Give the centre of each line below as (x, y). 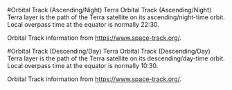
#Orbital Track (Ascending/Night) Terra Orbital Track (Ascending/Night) (109, 10)
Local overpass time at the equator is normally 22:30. (83, 24)
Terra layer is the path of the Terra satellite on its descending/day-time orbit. (116, 58)
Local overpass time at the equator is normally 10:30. (83, 66)
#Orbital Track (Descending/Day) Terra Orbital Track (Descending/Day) (109, 51)
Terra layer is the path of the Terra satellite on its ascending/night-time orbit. (116, 17)
